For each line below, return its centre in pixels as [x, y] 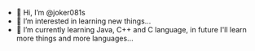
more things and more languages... [75, 38]
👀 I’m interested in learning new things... [84, 21]
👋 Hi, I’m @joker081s [51, 13]
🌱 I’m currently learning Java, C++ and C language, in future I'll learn [131, 30]
